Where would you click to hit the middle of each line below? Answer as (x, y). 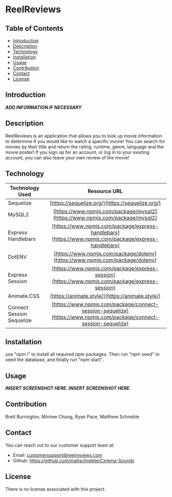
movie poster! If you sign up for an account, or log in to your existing (78, 152)
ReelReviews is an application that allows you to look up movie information (84, 136)
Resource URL (105, 191)
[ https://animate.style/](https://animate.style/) (105, 296)
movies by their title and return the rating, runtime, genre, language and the (85, 147)
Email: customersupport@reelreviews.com (57, 455)
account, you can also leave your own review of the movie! (67, 157)
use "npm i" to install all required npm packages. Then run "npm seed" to (82, 354)
